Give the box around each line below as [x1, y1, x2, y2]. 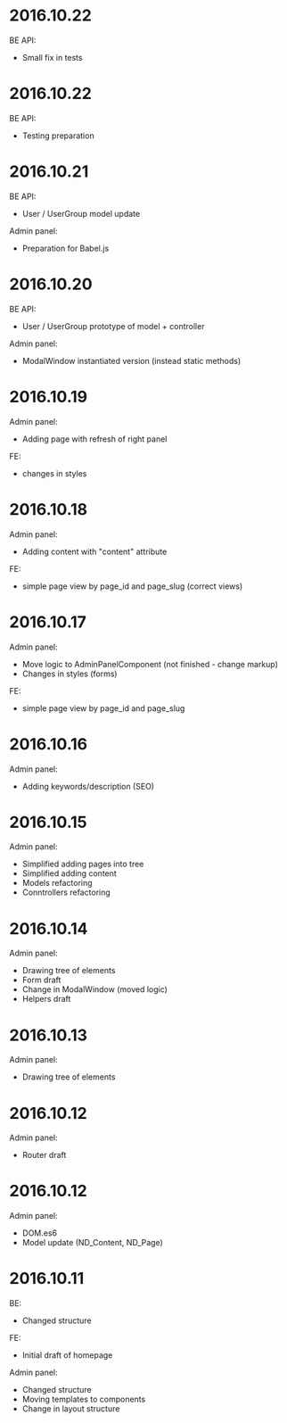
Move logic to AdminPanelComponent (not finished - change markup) [21, 658, 279, 669]
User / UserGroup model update [21, 208, 141, 219]
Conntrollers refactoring [21, 887, 111, 898]
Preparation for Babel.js [21, 243, 110, 253]
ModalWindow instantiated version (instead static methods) [21, 355, 242, 366]
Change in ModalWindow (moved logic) [21, 984, 168, 995]
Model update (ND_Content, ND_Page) [21, 1237, 163, 1248]
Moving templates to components [21, 1394, 146, 1405]
